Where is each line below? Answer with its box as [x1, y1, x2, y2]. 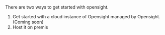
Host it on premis [12, 24, 48, 30]
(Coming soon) [12, 19, 44, 25]
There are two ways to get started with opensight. [5, 4, 109, 10]
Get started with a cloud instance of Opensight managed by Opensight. [12, 14, 160, 19]
